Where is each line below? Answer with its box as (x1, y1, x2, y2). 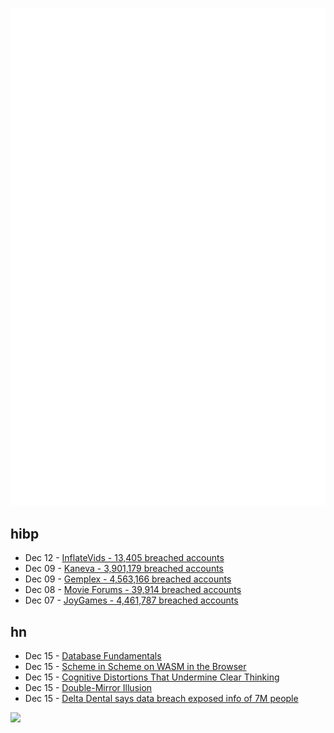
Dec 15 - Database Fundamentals (24, 650, 162, 662)
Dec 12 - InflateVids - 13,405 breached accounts (24, 552, 225, 564)
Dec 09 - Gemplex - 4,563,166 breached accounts (24, 573, 232, 585)
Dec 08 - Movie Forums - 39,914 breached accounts (24, 584, 242, 596)
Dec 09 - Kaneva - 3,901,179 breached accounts (24, 563, 224, 575)
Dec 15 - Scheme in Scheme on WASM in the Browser (24, 661, 247, 673)
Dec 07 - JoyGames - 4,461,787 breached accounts (24, 594, 239, 607)
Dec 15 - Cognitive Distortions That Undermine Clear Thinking (24, 671, 280, 683)
